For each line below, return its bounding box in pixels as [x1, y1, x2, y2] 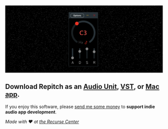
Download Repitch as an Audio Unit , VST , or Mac [5, 82, 160, 91]
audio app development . [5, 108, 57, 115]
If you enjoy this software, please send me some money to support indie [5, 103, 155, 109]
